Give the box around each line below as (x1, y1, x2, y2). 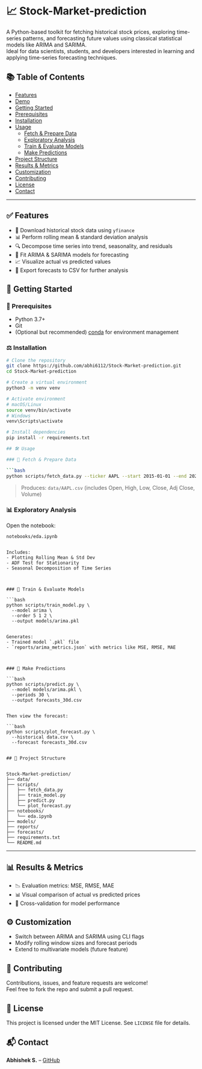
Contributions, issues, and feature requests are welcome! (6, 979, 148, 986)
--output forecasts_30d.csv (11, 697, 82, 703)
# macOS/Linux (6, 401, 42, 407)
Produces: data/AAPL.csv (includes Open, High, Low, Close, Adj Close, (20, 484, 195, 491)
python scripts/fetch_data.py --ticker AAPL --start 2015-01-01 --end (6, 473, 187, 479)
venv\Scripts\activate (6, 418, 63, 425)
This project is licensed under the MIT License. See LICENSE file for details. (6, 1020, 191, 1027)
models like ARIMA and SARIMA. (6, 41, 87, 48)
